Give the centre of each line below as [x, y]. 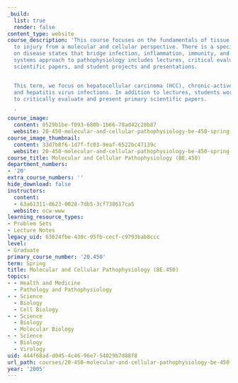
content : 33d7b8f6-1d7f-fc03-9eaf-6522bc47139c [85, 145]
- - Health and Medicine [44, 283]
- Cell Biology [36, 309]
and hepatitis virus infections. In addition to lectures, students [117, 92]
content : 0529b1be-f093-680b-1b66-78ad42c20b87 [85, 125]
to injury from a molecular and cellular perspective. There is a [114, 47]
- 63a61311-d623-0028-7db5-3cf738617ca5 [74, 204]
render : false [34, 27]
